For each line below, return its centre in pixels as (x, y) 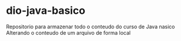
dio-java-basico (46, 11)
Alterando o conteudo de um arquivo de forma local (68, 32)
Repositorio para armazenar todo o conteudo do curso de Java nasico (90, 27)
